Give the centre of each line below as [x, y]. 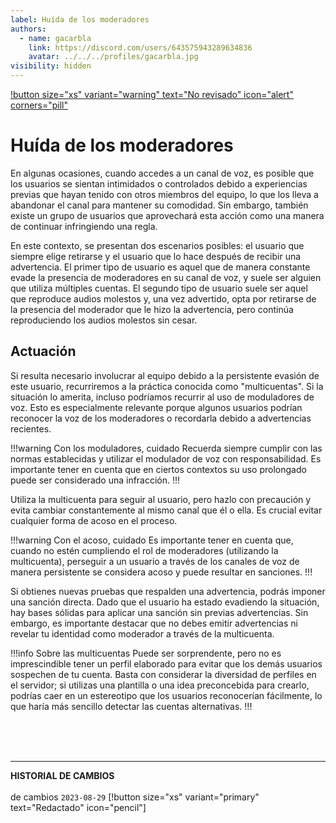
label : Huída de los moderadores [80, 19]
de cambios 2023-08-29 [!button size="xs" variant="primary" [135, 797]
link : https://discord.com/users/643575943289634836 [140, 47]
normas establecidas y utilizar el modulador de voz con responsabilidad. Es [166, 458]
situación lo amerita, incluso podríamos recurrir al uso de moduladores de [162, 397]
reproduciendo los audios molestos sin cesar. [104, 320]
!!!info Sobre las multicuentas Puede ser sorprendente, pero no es [146, 653]
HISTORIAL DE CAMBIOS [62, 775]
